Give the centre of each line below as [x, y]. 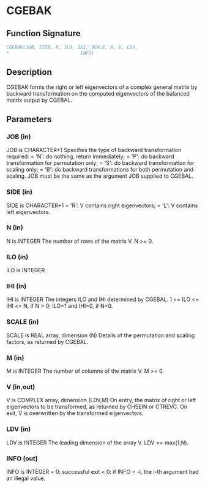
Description [29, 72]
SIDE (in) [19, 192]
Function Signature [43, 33]
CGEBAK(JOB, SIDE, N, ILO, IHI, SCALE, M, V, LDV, [72, 47]
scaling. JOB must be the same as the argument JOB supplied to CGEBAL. [100, 176]
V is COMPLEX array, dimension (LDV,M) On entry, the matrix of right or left [101, 400]
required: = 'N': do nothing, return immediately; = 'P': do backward [90, 156]
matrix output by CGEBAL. [39, 100]
